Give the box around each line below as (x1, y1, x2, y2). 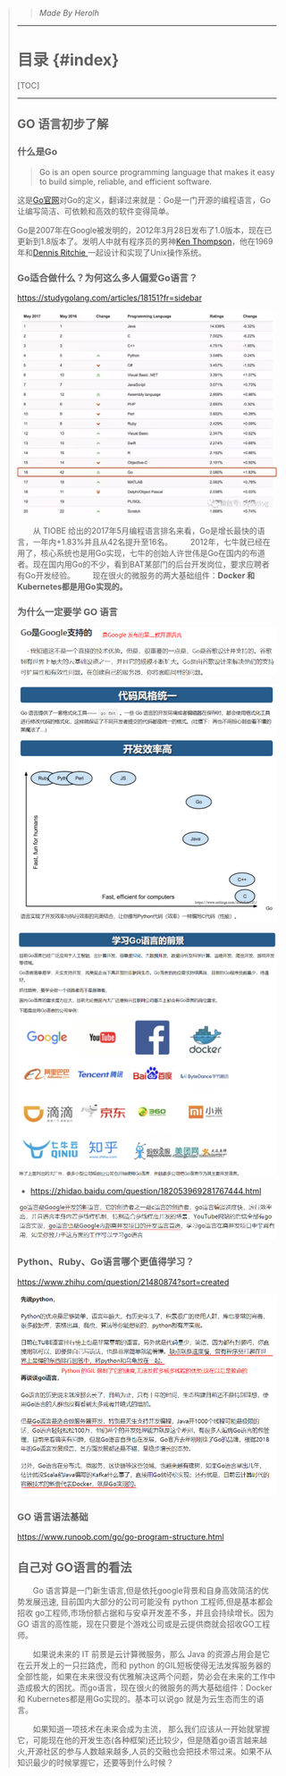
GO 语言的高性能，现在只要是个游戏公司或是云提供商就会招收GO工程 (16, 1619, 271, 1629)
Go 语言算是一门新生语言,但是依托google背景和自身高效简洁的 (32, 1586, 262, 1596)
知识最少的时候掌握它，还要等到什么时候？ (16, 1757, 174, 1768)
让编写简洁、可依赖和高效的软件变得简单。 (16, 206, 174, 216)
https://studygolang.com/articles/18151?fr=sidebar (16, 292, 203, 303)
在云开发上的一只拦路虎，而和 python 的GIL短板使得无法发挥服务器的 (16, 1660, 272, 1671)
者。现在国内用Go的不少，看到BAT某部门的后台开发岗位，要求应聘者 (16, 559, 270, 569)
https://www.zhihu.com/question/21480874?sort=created (16, 1276, 230, 1287)
